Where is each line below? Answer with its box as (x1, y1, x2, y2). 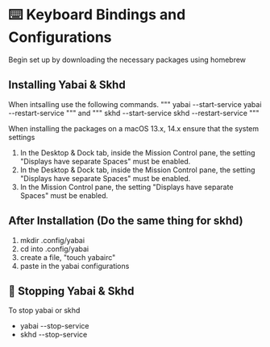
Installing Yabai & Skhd (8, 78, 127, 92)
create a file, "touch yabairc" (19, 252, 116, 262)
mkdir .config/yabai (19, 235, 85, 245)
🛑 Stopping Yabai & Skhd (8, 284, 135, 298)
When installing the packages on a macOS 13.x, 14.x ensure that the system (8, 123, 260, 133)
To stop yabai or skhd (8, 306, 81, 316)
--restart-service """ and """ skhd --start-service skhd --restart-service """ (8, 108, 260, 118)
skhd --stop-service (19, 330, 88, 340)
